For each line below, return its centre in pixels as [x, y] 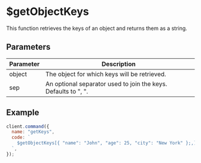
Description [118, 64]
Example [23, 113]
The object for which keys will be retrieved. [106, 74]
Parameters [28, 47]
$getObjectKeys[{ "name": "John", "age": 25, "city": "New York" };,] [107, 143]
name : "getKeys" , [33, 132]
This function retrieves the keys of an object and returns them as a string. [97, 28]
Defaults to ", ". [67, 91]
